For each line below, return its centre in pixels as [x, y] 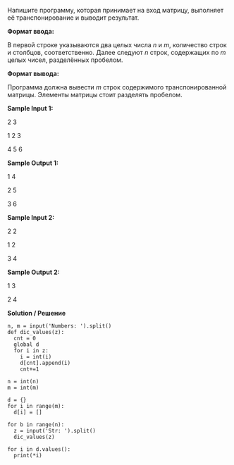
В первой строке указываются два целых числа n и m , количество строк [117, 45]
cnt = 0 [25, 338]
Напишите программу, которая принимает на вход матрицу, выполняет [116, 10]
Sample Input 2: [31, 217]
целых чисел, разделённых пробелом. [65, 60]
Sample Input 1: [30, 108]
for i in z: [31, 351]
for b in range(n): [36, 425]
